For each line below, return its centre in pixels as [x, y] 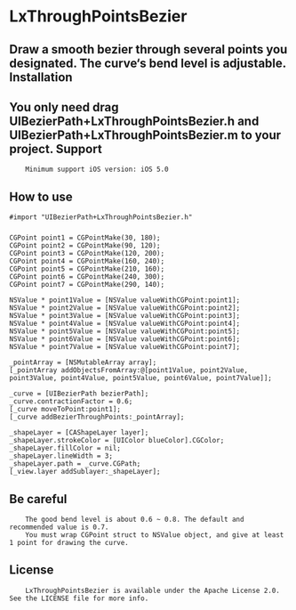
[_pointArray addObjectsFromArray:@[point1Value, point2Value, [129, 370]
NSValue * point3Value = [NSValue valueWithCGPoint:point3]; [125, 316]
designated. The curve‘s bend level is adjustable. [148, 63]
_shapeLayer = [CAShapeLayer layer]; [79, 433]
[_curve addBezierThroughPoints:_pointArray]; [97, 417]
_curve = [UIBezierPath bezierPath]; [79, 394]
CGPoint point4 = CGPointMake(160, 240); [87, 261]
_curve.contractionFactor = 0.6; [71, 402]
